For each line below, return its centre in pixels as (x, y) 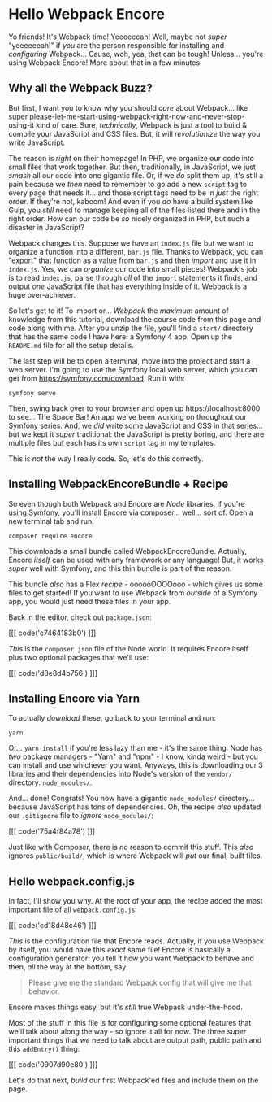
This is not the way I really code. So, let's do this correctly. (106, 458)
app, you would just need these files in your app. (90, 601)
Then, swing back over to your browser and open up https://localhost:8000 (134, 408)
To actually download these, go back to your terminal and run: (112, 718)
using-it (22, 125)
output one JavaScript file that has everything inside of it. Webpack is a (128, 286)
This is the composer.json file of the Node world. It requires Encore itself (129, 648)
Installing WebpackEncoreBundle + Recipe (119, 484)
